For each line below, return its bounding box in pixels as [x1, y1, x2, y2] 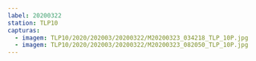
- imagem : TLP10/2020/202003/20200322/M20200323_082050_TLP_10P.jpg [14, 41, 249, 49]
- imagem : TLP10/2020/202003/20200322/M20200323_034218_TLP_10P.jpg [14, 33, 249, 42]
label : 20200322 [7, 11, 62, 20]
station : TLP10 [7, 19, 59, 27]
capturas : [7, 26, 41, 34]
